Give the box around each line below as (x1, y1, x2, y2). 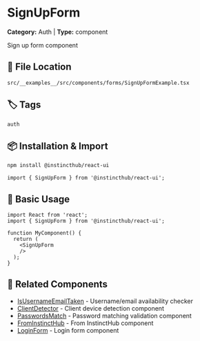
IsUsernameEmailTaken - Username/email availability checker (17, 297, 193, 305)
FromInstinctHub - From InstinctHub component (17, 319, 154, 327)
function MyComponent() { (7, 230, 81, 237)
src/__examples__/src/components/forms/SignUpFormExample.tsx (7, 79, 190, 86)
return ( (13, 236, 39, 243)
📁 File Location (7, 61, 72, 73)
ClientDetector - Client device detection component (17, 304, 164, 312)
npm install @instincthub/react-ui (7, 162, 110, 169)
